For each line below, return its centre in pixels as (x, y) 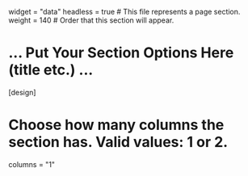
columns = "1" (32, 164)
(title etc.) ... (51, 70)
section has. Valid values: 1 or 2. (118, 142)
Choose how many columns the (116, 125)
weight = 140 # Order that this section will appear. (91, 20)
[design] (22, 92)
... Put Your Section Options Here (121, 53)
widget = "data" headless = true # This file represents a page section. (124, 12)
